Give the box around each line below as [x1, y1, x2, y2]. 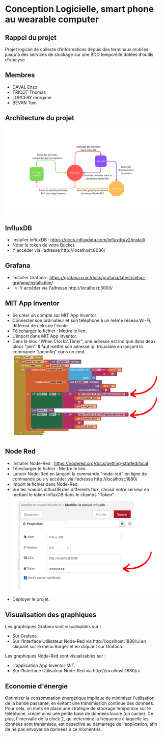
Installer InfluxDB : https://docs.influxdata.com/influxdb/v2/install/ [12, 237, 146, 242]
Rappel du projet [5, 33, 56, 42]
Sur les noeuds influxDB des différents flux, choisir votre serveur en [12, 486, 150, 492]
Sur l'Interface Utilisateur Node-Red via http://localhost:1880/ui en [12, 638, 146, 644]
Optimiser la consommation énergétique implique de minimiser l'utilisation [5, 695, 155, 701]
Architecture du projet [5, 114, 75, 122]
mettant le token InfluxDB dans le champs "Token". [12, 492, 115, 498]
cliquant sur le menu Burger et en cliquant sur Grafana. [12, 644, 124, 650]
